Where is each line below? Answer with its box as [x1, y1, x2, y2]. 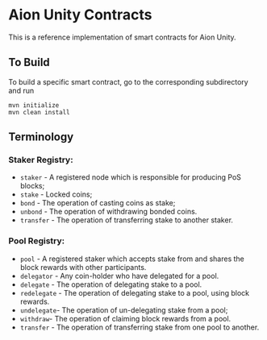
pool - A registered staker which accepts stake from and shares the [19, 254, 244, 263]
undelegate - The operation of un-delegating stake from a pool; [19, 305, 228, 315]
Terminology [8, 131, 74, 144]
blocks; [19, 181, 45, 191]
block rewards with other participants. [19, 262, 147, 272]
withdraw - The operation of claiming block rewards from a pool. [19, 313, 232, 323]
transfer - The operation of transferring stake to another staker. [19, 215, 234, 225]
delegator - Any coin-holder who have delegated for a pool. [19, 271, 219, 280]
